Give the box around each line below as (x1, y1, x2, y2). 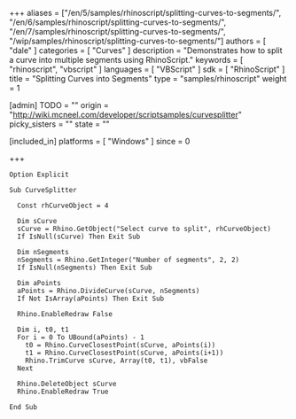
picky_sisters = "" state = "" (9, 119, 111, 129)
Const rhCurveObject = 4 (17, 201, 109, 210)
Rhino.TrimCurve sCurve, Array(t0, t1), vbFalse (25, 356, 208, 365)
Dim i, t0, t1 (17, 325, 69, 334)
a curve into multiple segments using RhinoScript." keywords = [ (9, 55, 244, 65)
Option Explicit (9, 170, 69, 179)
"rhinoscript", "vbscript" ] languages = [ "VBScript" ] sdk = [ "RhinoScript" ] (9, 64, 285, 74)
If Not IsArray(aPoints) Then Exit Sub (17, 294, 165, 303)
